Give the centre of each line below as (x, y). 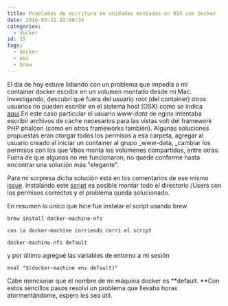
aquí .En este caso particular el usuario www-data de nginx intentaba (105, 113)
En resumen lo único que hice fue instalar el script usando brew (97, 206)
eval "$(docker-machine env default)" (62, 268)
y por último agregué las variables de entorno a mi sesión (88, 255)
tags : (15, 45)
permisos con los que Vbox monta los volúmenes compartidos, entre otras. (113, 150)
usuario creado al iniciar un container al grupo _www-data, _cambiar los (109, 142)
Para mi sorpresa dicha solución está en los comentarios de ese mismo (108, 178)
